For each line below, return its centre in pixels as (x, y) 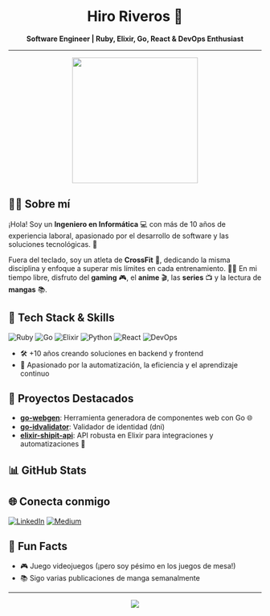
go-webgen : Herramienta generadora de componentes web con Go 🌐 (136, 418)
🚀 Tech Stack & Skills (61, 318)
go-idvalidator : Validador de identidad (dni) (92, 427)
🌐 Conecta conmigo (59, 502)
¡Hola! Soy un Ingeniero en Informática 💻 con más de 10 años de (117, 224)
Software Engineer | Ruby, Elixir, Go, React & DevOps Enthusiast (135, 39)
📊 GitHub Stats (47, 470)
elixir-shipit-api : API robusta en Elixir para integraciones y (117, 435)
